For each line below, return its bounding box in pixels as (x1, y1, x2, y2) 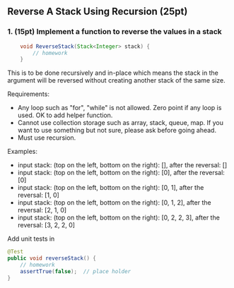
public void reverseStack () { (7, 255, 97, 262)
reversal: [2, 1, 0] (17, 206, 67, 215)
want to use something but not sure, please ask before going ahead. (17, 126, 217, 135)
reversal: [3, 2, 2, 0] (17, 221, 76, 229)
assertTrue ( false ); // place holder (20, 268, 131, 275)
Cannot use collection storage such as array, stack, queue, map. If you (17, 119, 224, 127)
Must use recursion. (17, 133, 76, 142)
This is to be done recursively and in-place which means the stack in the (7, 68, 219, 77)
